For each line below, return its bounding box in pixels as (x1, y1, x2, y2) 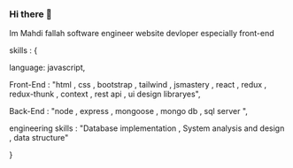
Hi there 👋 (9, 8, 53, 20)
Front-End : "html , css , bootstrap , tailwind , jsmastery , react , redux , (9, 80, 267, 90)
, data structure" (9, 133, 69, 143)
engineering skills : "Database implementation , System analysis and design (9, 123, 285, 134)
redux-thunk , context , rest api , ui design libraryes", (9, 88, 201, 100)
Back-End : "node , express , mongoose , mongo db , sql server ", (9, 106, 248, 117)
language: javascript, (9, 62, 86, 73)
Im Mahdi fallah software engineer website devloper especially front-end (9, 28, 274, 39)
